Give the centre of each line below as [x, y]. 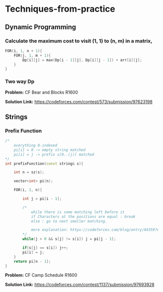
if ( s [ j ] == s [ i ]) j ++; [45, 248]
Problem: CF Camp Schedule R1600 [41, 275]
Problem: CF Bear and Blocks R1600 [41, 92]
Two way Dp [20, 81]
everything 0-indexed [35, 146]
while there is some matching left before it [78, 212]
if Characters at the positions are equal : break [83, 216]
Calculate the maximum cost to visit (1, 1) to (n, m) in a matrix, [79, 41]
